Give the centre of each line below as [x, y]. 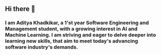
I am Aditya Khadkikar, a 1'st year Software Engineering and [77, 23]
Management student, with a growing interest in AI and [71, 29]
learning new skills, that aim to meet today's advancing [72, 41]
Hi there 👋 [20, 9]
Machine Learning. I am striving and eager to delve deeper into [81, 35]
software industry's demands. [42, 47]
